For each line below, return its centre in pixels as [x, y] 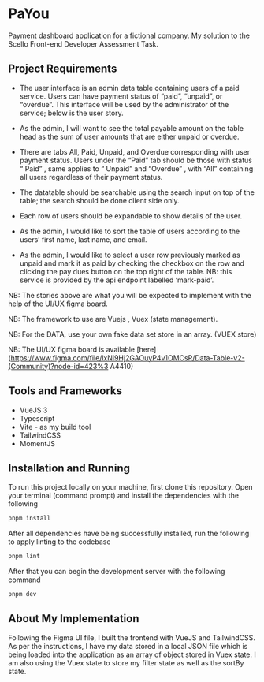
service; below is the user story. [71, 113]
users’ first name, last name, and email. [83, 239]
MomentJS [37, 443]
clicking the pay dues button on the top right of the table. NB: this [126, 271]
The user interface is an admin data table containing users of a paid [129, 88]
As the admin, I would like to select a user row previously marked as [130, 255]
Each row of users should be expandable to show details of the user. [131, 216]
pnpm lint [24, 557]
